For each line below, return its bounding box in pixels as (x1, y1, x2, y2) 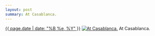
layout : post (5, 7, 32, 12)
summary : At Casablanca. (5, 12, 57, 17)
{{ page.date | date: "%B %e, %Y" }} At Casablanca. (5, 25, 150, 31)
